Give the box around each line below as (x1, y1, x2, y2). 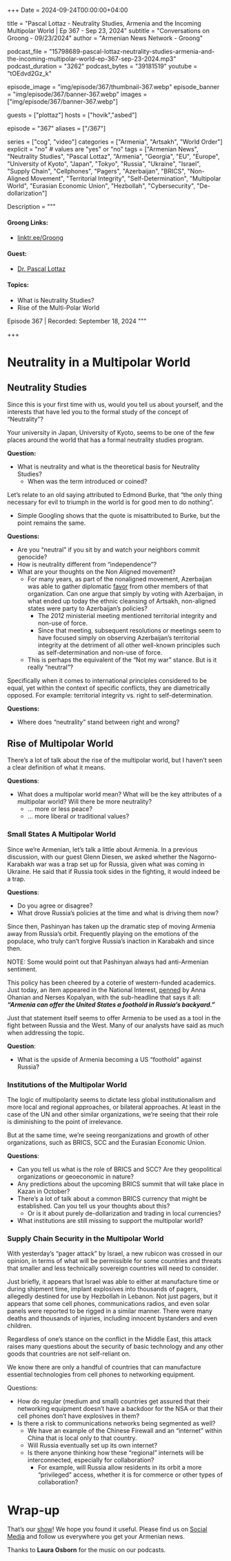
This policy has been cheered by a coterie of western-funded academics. (7, 978, 216, 987)
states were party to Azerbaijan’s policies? (27, 604, 148, 613)
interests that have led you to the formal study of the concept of (7, 407, 189, 415)
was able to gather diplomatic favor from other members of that (27, 582, 209, 590)
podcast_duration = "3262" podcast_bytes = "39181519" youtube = (7, 62, 198, 70)
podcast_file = (7, 48, 48, 55)
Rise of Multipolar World (7, 738, 114, 749)
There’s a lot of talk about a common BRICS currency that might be (17, 1195, 207, 1203)
